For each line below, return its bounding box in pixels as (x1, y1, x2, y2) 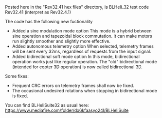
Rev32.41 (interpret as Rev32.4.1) (5, 9, 72, 15)
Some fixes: (5, 74, 29, 79)
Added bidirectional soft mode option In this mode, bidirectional (12, 54, 140, 59)
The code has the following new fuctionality (5, 19, 93, 24)
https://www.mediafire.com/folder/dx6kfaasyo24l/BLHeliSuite (5, 107, 129, 113)
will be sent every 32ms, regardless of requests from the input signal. (12, 48, 152, 54)
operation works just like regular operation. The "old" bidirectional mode (12, 59, 157, 64)
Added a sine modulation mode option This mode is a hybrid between (12, 28, 152, 33)
